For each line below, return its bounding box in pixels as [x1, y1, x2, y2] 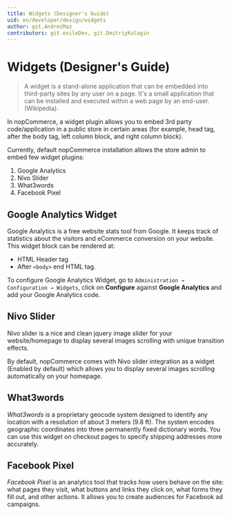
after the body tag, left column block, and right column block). [7, 132, 183, 141]
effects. [7, 343, 29, 352]
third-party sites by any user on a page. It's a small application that [23, 89, 214, 98]
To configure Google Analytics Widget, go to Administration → [7, 276, 185, 284]
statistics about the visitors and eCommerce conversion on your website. [7, 235, 215, 242]
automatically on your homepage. [7, 372, 103, 380]
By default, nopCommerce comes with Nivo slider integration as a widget [7, 357, 215, 365]
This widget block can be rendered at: [7, 242, 115, 250]
